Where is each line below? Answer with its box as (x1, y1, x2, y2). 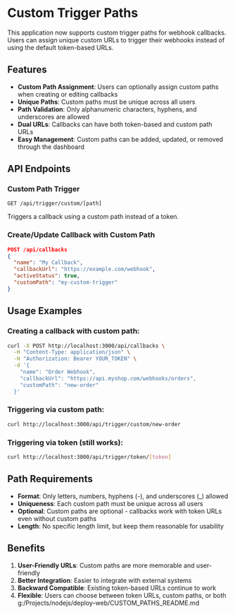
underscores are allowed (17, 112, 90, 121)
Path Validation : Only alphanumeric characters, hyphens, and (17, 104, 197, 114)
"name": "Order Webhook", (20, 368, 96, 375)
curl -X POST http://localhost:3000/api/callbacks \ (7, 342, 165, 349)
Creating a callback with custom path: (7, 326, 140, 336)
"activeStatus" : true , (13, 272, 80, 279)
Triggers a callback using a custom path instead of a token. (7, 212, 179, 221)
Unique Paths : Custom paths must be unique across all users (17, 97, 196, 106)
